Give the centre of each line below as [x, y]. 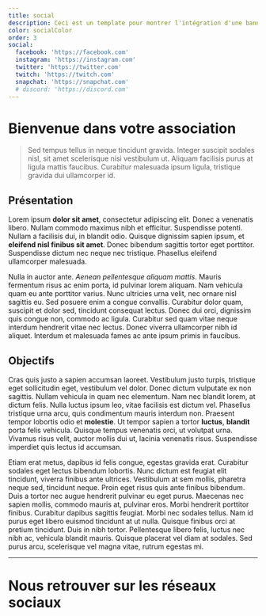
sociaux [35, 603]
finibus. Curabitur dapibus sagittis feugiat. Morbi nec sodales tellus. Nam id [131, 512]
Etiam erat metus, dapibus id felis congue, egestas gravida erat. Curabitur [128, 462]
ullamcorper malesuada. [47, 261]
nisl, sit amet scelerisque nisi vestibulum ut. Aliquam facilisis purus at [140, 158]
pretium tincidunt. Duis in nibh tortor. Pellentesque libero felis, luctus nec [127, 529]
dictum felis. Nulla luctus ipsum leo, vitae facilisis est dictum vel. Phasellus [129, 405]
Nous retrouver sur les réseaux [112, 586]
